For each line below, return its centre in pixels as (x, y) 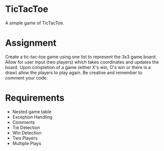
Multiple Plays (27, 143)
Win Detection (27, 133)
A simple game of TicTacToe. (35, 23)
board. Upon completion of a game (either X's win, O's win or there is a (78, 67)
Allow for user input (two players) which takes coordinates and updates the (82, 62)
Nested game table (32, 112)
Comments (24, 122)
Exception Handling (32, 117)
